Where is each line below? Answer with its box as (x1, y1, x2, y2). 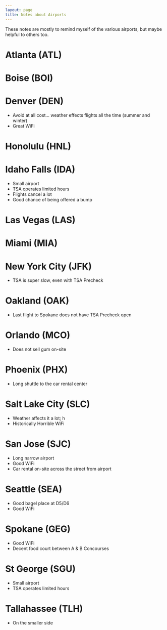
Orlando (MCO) (5, 329, 71, 341)
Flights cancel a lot (12, 191, 52, 197)
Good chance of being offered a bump (12, 196, 92, 202)
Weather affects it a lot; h (12, 415, 65, 421)
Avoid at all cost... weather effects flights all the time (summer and (12, 112, 150, 118)
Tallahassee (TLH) (5, 603, 83, 614)
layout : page (5, 7, 33, 13)
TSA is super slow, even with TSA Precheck (12, 277, 103, 283)
